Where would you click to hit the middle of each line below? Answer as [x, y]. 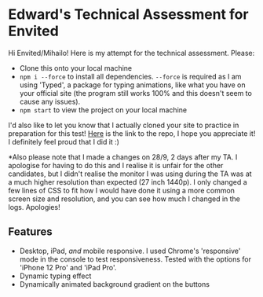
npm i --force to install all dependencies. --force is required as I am [130, 76]
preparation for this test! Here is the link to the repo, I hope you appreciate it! [132, 133]
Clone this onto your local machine [76, 68]
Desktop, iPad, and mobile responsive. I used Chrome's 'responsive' [130, 251]
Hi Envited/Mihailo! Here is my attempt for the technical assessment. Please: [131, 53]
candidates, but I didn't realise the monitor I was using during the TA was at [130, 174]
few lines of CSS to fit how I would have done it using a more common [122, 190]
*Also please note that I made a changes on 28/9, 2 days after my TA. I [123, 157]
